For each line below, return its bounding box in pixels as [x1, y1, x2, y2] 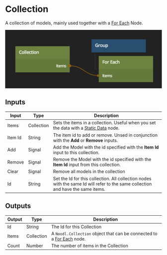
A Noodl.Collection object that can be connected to [51, 230, 158, 237]
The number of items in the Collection [51, 243, 128, 249]
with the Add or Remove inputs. [53, 137, 118, 143]
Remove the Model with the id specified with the [53, 157, 152, 163]
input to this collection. [53, 149, 99, 155]
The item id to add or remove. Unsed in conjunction [53, 132, 158, 138]
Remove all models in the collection [53, 169, 125, 174]
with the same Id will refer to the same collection [53, 180, 152, 187]
